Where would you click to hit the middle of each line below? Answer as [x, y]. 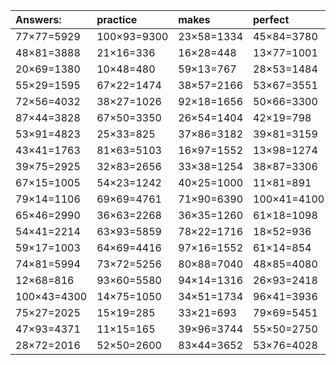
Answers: [38, 19]
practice [117, 19]
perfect [271, 19]
